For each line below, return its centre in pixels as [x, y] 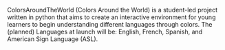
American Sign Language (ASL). [53, 39]
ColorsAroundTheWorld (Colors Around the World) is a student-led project [112, 10]
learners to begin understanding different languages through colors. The [110, 24]
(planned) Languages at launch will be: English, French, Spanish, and [105, 32]
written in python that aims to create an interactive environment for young [111, 17]
